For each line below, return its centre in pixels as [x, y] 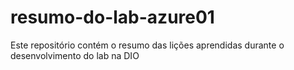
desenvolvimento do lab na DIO [75, 55]
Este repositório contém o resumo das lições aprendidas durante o [147, 45]
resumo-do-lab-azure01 [112, 17]
